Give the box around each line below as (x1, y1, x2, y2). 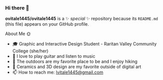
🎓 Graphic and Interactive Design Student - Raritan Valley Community (12, 41, 157, 47)
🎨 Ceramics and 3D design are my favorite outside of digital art (12, 64, 142, 70)
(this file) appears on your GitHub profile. (5, 21, 89, 27)
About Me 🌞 (5, 31, 31, 37)
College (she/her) (12, 48, 49, 54)
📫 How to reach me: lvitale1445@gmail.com (12, 69, 103, 76)
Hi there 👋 (5, 4, 30, 11)
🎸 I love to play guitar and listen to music (12, 53, 95, 59)
